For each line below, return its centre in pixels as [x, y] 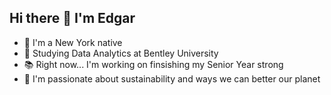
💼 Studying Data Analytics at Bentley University [121, 53]
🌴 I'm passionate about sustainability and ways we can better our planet [172, 78]
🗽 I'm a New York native [73, 42]
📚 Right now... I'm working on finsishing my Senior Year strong [153, 64]
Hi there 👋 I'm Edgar [72, 18]
